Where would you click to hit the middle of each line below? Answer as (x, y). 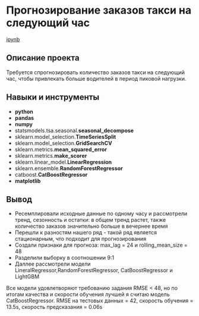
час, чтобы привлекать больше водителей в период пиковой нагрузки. (96, 78)
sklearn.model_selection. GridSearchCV (63, 143)
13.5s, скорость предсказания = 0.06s (54, 307)
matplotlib (28, 181)
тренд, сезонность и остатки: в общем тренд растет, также (90, 220)
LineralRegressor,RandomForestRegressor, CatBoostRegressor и (94, 270)
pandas (24, 118)
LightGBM (27, 277)
